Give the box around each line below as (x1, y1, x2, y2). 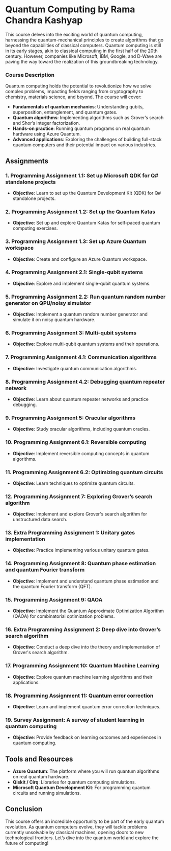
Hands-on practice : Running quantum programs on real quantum (12, 125, 150, 131)
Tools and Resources (5, 754, 73, 763)
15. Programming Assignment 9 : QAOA (5, 596, 103, 603)
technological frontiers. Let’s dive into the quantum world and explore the (5, 835, 159, 841)
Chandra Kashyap (5, 14, 83, 26)
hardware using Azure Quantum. (12, 131, 81, 137)
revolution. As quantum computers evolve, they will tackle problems (5, 823, 148, 830)
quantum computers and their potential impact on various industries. (12, 142, 157, 148)
